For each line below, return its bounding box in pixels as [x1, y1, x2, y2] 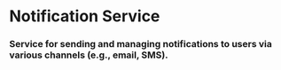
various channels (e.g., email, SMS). [9, 49, 168, 61]
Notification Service [9, 6, 160, 27]
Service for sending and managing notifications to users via [9, 38, 272, 51]
